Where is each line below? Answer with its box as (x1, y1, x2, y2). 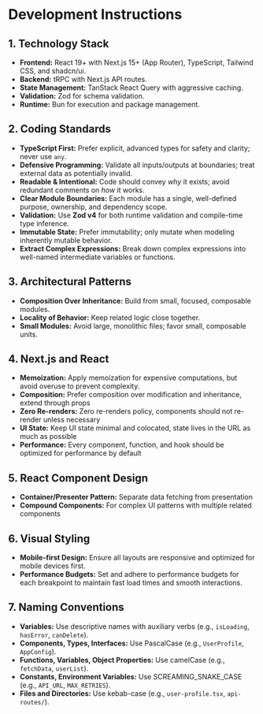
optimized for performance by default (19, 448, 142, 458)
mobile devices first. (19, 561, 86, 571)
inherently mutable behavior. (19, 235, 113, 245)
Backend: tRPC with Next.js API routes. (19, 75, 147, 84)
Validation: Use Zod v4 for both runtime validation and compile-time (19, 210, 243, 220)
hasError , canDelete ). (19, 630, 89, 639)
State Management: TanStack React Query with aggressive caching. (19, 83, 244, 92)
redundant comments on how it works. (19, 185, 146, 195)
